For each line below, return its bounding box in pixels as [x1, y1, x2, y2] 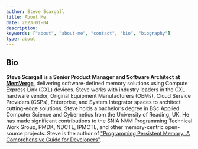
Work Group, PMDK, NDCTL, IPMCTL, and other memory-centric [6, 123, 164, 130]
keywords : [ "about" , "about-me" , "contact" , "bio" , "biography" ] [6, 31, 171, 37]
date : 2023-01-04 [6, 19, 49, 25]
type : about [6, 36, 35, 42]
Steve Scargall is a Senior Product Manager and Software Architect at [6, 73, 180, 80]
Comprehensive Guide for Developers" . [6, 136, 102, 143]
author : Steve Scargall [6, 8, 65, 15]
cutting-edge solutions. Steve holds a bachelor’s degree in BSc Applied [6, 104, 180, 112]
